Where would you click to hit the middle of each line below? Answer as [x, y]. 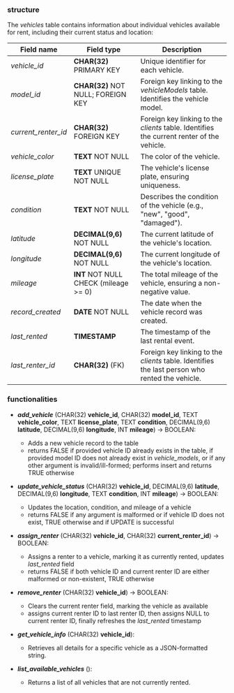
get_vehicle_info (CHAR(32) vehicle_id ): [76, 634]
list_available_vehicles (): [55, 669]
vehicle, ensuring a [171, 283]
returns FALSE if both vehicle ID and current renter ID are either [118, 571]
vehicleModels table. [174, 90]
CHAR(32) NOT [99, 86]
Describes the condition [179, 197]
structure [23, 10]
